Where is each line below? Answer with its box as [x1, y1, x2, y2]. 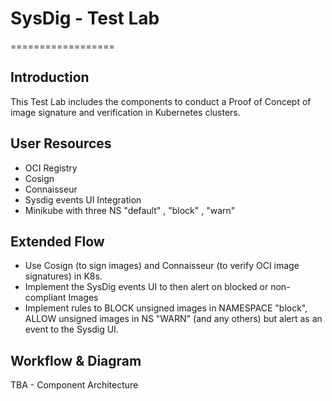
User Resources [10, 135, 112, 152]
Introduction [10, 69, 90, 86]
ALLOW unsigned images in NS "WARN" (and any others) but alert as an [24, 313, 323, 325]
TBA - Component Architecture [10, 379, 139, 391]
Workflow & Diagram [10, 352, 142, 369]
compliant [24, 292, 67, 304]
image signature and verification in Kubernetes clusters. [10, 106, 241, 118]
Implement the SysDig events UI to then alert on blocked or [24, 281, 269, 293]
